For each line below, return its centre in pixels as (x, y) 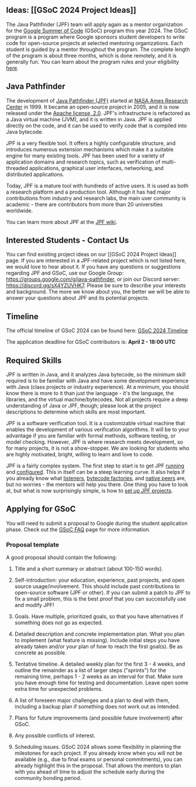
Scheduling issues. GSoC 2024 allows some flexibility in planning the (98, 747)
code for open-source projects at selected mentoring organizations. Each (94, 43)
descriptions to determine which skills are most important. (76, 412)
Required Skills (34, 360)
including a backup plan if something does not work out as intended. (97, 707)
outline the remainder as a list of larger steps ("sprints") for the (90, 670)
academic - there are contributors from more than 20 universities (85, 204)
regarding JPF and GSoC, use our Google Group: (65, 273)
